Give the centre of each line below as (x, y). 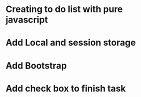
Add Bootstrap (36, 65)
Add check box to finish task (66, 88)
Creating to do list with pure (64, 9)
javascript (27, 20)
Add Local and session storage (71, 43)
